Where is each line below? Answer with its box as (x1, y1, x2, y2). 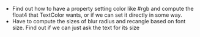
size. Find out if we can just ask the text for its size (12, 24, 140, 31)
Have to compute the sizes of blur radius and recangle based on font (12, 18, 186, 24)
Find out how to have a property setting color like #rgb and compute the (12, 5, 194, 12)
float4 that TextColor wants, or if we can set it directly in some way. (12, 11, 182, 18)
